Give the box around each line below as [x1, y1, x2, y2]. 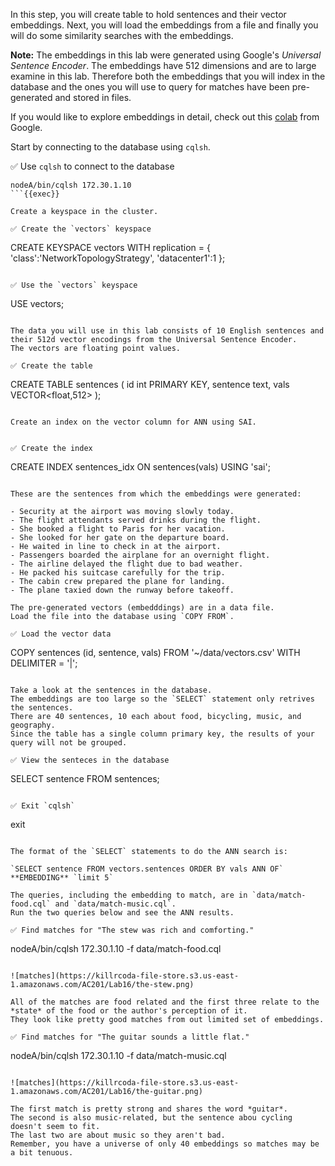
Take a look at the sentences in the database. [10, 685, 213, 695]
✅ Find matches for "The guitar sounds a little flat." [10, 1032, 250, 1042]
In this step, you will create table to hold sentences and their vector [10, 9, 287, 20]
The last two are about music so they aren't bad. [10, 1130, 226, 1140]
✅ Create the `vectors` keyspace [10, 224, 152, 234]
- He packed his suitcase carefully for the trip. [10, 568, 226, 578]
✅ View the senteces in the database [10, 755, 170, 765]
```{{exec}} [10, 189, 60, 199]
